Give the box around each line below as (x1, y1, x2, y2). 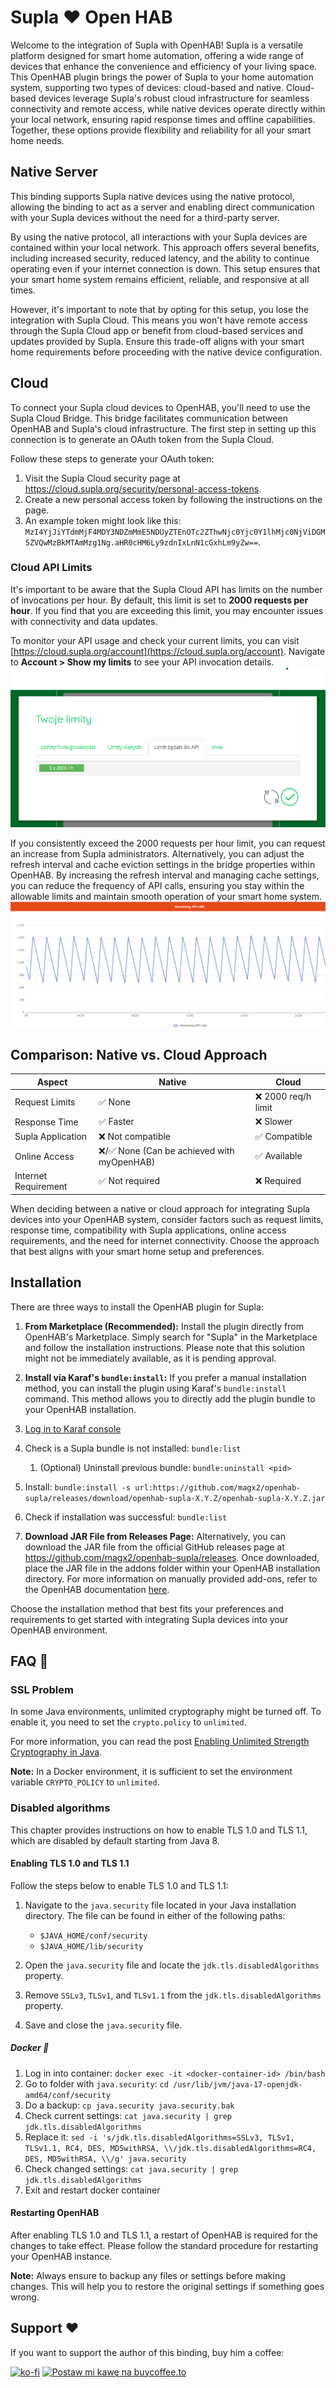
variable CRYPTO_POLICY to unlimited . (10, 1776, 160, 1788)
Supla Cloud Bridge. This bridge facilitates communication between (10, 412, 288, 424)
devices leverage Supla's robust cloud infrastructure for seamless (38, 92, 310, 104)
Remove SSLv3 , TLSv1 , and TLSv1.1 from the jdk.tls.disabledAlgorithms (24, 1989, 322, 2001)
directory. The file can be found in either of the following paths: (24, 1909, 286, 1921)
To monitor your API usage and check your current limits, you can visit (10, 634, 300, 646)
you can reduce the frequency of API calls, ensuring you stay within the (10, 880, 305, 892)
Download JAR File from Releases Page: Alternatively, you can (24, 1530, 286, 1542)
